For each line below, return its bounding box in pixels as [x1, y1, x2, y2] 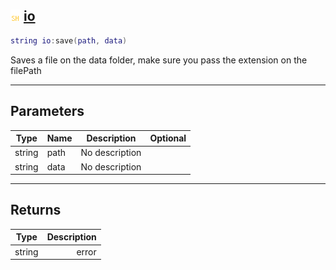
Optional [149, 132, 187, 144]
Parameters [10, 103, 85, 120]
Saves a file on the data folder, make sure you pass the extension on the [10, 54, 308, 66]
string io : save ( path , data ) [10, 35, 128, 46]
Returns [10, 202, 62, 219]
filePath [10, 64, 42, 76]
